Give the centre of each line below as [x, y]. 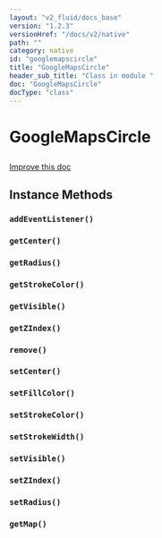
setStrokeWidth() [47, 437]
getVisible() [38, 306]
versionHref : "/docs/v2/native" [69, 34]
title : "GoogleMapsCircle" [60, 68]
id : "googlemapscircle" [54, 59]
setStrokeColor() [47, 415]
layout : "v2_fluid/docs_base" [66, 17]
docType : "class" [42, 92]
